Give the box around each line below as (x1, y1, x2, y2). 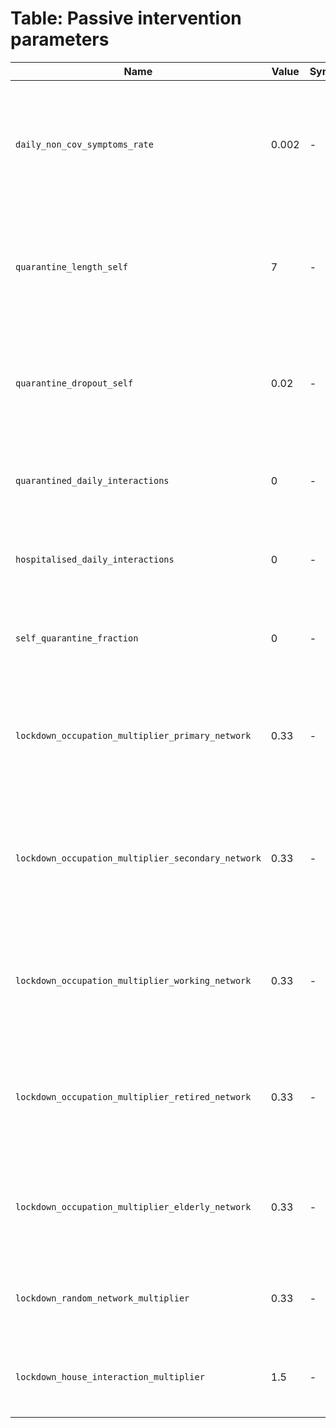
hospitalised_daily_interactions (15, 553, 175, 565)
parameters (10, 28, 110, 51)
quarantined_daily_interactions (15, 475, 170, 486)
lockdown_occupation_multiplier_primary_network (15, 730, 252, 741)
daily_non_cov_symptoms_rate (15, 138, 154, 150)
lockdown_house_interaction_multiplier (15, 1371, 205, 1382)
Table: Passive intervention (10, 7, 242, 30)
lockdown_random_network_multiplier (15, 1292, 190, 1304)
